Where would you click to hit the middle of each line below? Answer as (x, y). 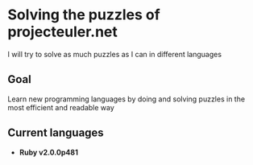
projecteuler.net (63, 32)
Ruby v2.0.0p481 (48, 152)
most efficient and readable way (61, 107)
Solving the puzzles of (84, 15)
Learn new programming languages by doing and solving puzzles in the (126, 99)
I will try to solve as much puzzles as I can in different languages (115, 54)
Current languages (56, 133)
